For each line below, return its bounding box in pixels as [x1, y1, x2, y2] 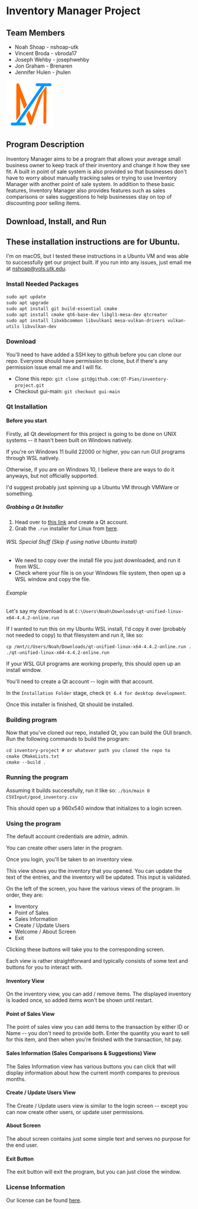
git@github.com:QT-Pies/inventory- [81, 376, 169, 382]
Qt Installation [6, 402, 48, 410]
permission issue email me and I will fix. [6, 363, 103, 371]
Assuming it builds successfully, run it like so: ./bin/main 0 [6, 787, 150, 794]
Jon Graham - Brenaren [14, 62, 73, 69]
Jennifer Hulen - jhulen [14, 69, 71, 75]
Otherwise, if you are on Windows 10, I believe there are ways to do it [6, 465, 174, 473]
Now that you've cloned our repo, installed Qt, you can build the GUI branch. [6, 729, 192, 736]
